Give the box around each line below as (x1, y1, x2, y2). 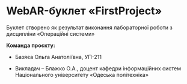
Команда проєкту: (6, 42, 55, 49)
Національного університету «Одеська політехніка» (14, 71, 149, 78)
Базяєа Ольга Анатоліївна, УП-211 (14, 53, 102, 60)
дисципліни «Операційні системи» (6, 30, 95, 37)
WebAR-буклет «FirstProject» (6, 4, 162, 18)
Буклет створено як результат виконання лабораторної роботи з (6, 24, 173, 31)
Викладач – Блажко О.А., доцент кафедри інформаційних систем (14, 64, 182, 72)
